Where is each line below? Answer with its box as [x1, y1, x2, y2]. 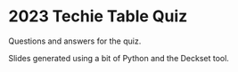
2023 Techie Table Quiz [8, 6, 188, 27]
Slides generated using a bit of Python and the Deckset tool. [8, 52, 229, 63]
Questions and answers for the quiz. [8, 36, 142, 46]
